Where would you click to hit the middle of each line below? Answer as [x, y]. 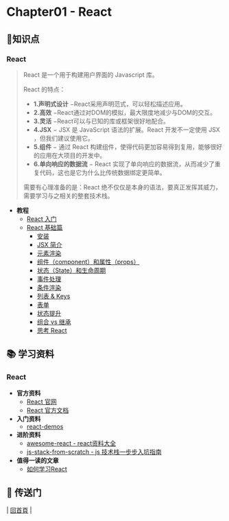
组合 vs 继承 [54, 322]
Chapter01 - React [59, 12]
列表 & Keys [53, 296]
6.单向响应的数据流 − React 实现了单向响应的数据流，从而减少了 [124, 164]
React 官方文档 [48, 410]
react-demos [45, 426]
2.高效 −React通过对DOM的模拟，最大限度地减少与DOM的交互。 [125, 112]
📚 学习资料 [31, 354]
